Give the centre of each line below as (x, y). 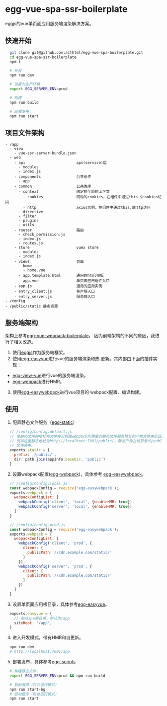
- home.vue (34, 270)
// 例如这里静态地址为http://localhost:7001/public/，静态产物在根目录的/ (82, 441)
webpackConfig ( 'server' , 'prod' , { (55, 566)
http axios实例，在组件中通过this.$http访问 (89, 208)
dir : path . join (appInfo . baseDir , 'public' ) (60, 460)
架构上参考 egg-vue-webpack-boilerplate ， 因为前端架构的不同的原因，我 (80, 336)
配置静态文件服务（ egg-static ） (45, 422)
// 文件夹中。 (22, 446)
